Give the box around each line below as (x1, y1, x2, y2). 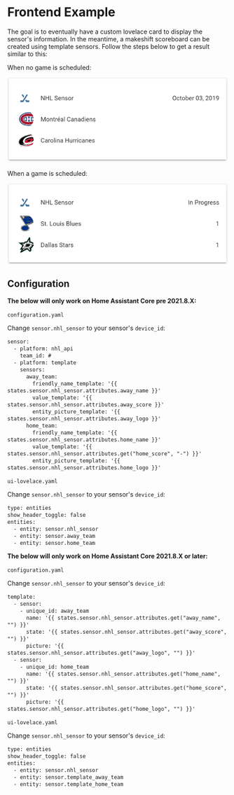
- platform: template (13, 359, 77, 366)
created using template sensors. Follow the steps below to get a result (7, 42, 210, 50)
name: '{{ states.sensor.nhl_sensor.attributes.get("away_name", (25, 614, 221, 621)
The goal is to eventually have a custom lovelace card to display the (7, 27, 203, 36)
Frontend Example (7, 4, 116, 20)
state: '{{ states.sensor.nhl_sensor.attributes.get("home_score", (25, 684, 228, 691)
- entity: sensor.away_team (13, 532, 96, 539)
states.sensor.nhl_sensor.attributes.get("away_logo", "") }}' (7, 649, 196, 656)
